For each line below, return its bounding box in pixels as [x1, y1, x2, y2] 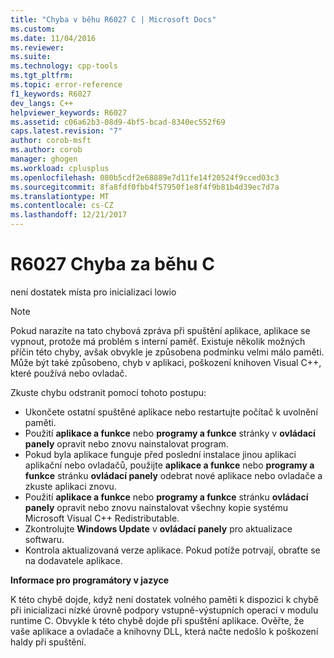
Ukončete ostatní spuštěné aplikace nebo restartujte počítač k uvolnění [24, 406, 318, 418]
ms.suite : [10, 52, 52, 62]
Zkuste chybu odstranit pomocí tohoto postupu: [10, 386, 207, 398]
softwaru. [24, 533, 65, 545]
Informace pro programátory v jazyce [10, 574, 169, 586]
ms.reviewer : [10, 42, 65, 53]
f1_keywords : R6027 [10, 89, 92, 99]
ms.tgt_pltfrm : [10, 71, 74, 81]
